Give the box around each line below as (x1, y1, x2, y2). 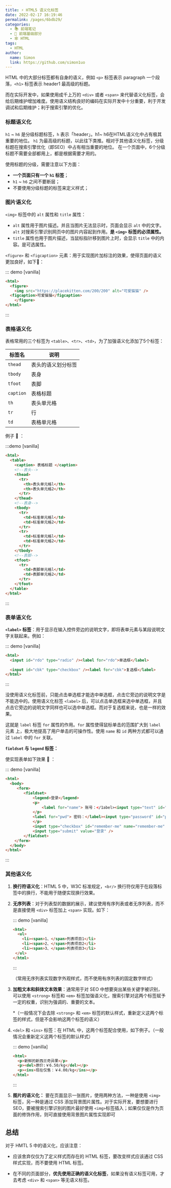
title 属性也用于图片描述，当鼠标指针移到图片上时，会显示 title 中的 (12, 235, 160, 241)
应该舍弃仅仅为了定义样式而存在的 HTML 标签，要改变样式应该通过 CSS (12, 1153, 163, 1159)
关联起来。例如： (9, 632, 46, 639)
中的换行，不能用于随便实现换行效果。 (17, 889, 98, 896)
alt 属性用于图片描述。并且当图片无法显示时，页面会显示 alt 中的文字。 (12, 222, 164, 228)
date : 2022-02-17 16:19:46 (5, 12, 63, 17)
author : (5, 50, 22, 55)
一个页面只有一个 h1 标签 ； (12, 172, 69, 178)
